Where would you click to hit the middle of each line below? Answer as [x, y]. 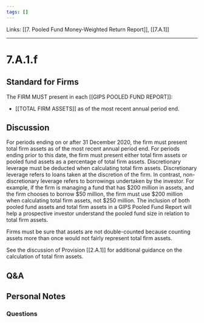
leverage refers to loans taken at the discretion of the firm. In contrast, [94, 175]
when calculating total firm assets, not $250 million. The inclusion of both [98, 201]
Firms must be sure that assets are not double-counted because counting [98, 232]
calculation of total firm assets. [45, 257]
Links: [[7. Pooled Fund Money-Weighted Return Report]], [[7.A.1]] [88, 29]
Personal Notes [36, 296]
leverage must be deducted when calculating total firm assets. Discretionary [102, 168]
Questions [22, 314]
